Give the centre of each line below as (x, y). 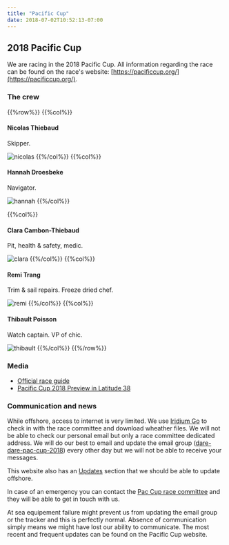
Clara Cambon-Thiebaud (43, 230)
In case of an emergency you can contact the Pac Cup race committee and (114, 492)
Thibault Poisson (32, 319)
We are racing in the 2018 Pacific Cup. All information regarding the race (110, 65)
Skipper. (19, 143)
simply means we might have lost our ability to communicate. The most (108, 527)
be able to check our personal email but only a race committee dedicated (111, 436)
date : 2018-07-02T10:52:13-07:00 (55, 20)
